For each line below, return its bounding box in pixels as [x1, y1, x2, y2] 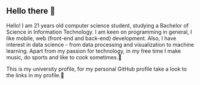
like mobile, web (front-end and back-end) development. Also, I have [6, 34, 177, 42]
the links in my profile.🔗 [6, 71, 64, 78]
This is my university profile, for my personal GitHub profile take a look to [6, 65, 187, 72]
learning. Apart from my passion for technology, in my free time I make [6, 47, 181, 54]
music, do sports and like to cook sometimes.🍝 [6, 53, 122, 60]
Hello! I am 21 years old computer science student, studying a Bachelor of [6, 22, 189, 29]
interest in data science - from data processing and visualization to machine [6, 41, 194, 48]
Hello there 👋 [6, 6, 56, 16]
